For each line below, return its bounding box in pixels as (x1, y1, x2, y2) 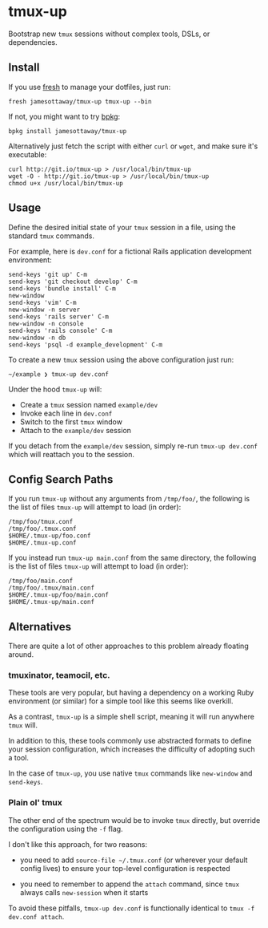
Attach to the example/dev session (19, 425, 132, 435)
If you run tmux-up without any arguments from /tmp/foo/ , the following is (8, 494, 250, 504)
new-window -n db (8, 334, 66, 342)
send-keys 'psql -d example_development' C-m (8, 340, 162, 349)
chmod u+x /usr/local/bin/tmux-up (8, 179, 124, 187)
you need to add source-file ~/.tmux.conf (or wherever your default (19, 855, 248, 865)
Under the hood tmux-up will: (8, 384, 102, 394)
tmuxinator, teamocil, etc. (8, 670, 110, 681)
